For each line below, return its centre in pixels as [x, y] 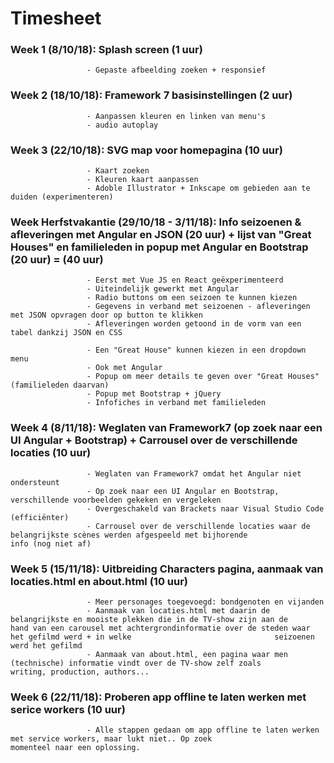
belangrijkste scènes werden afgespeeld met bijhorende [129, 535]
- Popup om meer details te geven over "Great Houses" [203, 377]
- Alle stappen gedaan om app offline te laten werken [203, 730]
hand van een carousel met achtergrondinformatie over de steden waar [160, 628]
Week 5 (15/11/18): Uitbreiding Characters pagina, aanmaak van [167, 569]
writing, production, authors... [80, 672]
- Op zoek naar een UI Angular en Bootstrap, [183, 491]
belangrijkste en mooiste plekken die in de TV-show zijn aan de [149, 619]
